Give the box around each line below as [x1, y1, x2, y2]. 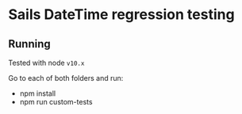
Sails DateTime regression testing [8, 6, 236, 24]
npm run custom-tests [19, 97, 93, 106]
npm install [19, 89, 56, 98]
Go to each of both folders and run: [8, 74, 124, 82]
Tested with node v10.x [8, 58, 85, 67]
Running [8, 37, 52, 51]
